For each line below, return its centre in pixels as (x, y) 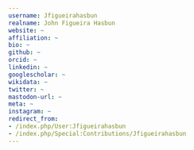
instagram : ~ (30, 112)
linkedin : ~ (28, 67)
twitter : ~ (26, 89)
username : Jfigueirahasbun (53, 15)
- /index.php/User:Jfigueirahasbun (67, 126)
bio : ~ (19, 45)
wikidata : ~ (28, 82)
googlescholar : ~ (37, 75)
